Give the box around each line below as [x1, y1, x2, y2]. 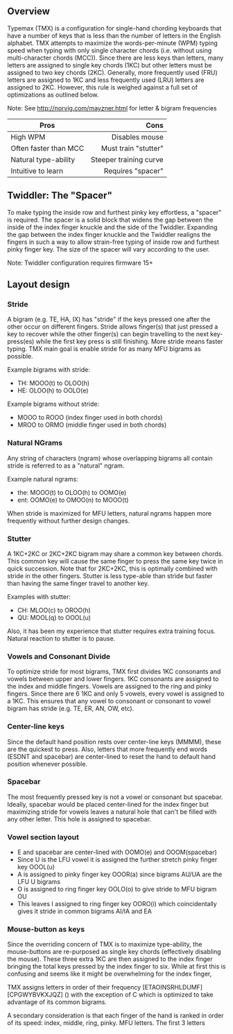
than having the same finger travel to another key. [7, 579, 149, 587]
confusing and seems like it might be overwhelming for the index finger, [7, 969, 212, 978]
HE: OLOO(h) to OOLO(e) [17, 386, 89, 395]
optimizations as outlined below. [7, 90, 99, 99]
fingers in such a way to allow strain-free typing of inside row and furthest [7, 238, 220, 246]
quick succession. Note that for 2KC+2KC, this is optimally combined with [7, 564, 218, 573]
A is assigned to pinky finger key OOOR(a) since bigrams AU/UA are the [17, 870, 223, 878]
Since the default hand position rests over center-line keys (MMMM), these [7, 737, 222, 746]
